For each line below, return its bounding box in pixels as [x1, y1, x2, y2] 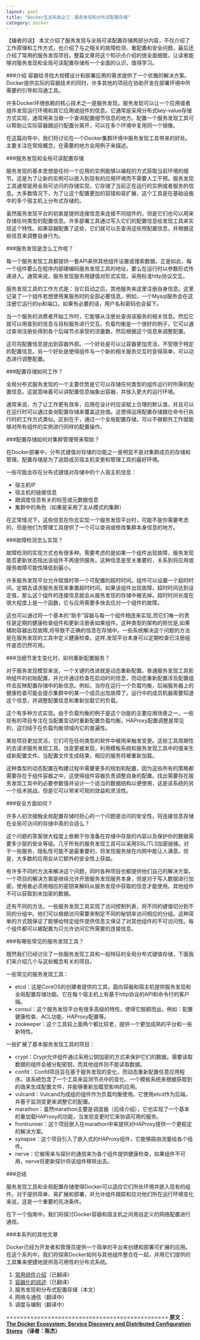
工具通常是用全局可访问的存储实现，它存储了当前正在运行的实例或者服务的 [6, 183, 189, 190]
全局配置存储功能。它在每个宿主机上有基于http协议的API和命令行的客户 [14, 991, 190, 998]
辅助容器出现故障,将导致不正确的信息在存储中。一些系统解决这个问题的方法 [6, 627, 190, 634]
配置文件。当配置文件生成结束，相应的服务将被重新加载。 [16, 752, 158, 759]
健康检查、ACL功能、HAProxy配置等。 [14, 1013, 110, 1020]
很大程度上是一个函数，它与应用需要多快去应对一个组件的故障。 [6, 599, 162, 606]
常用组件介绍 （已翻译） [14, 1271, 73, 1279]
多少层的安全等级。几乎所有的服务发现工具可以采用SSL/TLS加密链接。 [11, 840, 184, 847]
